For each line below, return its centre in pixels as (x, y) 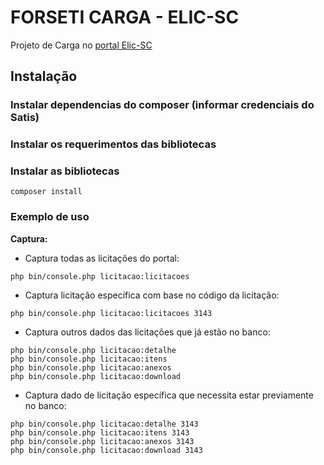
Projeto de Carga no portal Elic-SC (81, 45)
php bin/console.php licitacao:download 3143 (106, 450)
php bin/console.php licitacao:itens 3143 (100, 432)
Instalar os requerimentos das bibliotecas (113, 144)
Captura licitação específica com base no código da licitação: (152, 295)
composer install (46, 192)
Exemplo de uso (50, 217)
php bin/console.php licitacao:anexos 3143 (102, 441)
